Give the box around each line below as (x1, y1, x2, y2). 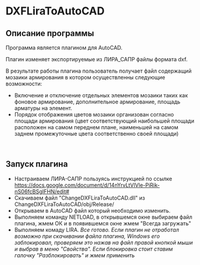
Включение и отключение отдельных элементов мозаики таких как (14, 92, 188, 99)
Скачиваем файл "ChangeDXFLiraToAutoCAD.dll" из (14, 194, 145, 201)
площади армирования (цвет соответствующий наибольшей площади (14, 117, 195, 124)
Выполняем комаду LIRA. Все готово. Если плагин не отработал (14, 226, 179, 233)
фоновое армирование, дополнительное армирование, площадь (14, 98, 181, 105)
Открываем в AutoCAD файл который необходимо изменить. (14, 207, 171, 214)
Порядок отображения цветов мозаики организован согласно (14, 111, 174, 118)
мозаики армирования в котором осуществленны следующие (5, 74, 165, 81)
